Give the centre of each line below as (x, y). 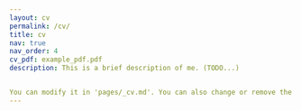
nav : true (28, 43)
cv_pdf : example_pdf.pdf (56, 60)
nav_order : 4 (34, 51)
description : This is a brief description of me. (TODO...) (125, 69)
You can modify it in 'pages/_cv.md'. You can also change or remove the (151, 92)
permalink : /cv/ (40, 26)
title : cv (28, 34)
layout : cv (30, 18)
